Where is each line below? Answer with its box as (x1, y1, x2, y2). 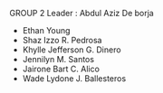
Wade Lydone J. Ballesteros (22, 73, 127, 84)
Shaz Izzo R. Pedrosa (22, 35, 102, 45)
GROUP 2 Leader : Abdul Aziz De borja (9, 8, 154, 18)
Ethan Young (22, 25, 71, 35)
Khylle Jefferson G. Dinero (22, 44, 121, 55)
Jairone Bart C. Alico (22, 63, 100, 74)
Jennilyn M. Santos (22, 54, 95, 64)
